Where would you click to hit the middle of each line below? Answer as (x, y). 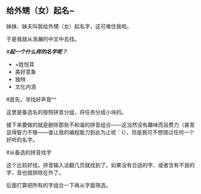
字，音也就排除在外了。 (35, 173)
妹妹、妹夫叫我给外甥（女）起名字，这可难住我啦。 (69, 26)
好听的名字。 (22, 140)
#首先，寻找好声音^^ (31, 99)
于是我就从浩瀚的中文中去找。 (43, 39)
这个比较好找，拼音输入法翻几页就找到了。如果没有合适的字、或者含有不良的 (100, 165)
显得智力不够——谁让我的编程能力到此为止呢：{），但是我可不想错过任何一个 (100, 132)
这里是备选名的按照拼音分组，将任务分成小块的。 (66, 112)
